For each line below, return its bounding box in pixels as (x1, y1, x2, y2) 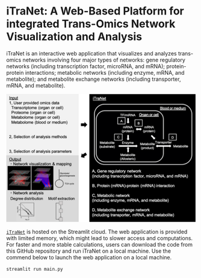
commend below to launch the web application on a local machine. (6, 253, 172, 261)
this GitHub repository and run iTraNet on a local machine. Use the (6, 247, 172, 254)
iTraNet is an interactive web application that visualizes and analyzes (6, 49, 177, 57)
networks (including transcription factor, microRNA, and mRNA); (6, 62, 165, 70)
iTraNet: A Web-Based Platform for (6, 4, 185, 18)
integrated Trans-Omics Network (6, 17, 176, 31)
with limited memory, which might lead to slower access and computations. (6, 234, 193, 242)
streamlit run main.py (6, 266, 63, 272)
